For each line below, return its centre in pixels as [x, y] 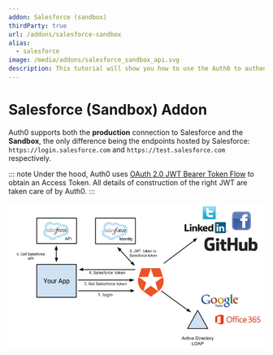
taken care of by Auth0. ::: [52, 191]
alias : [19, 43]
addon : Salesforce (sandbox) [58, 17]
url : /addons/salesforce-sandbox [65, 34]
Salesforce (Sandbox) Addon [108, 110]
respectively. [30, 158]
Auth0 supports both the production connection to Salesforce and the [126, 132]
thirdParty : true [38, 26]
